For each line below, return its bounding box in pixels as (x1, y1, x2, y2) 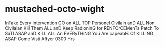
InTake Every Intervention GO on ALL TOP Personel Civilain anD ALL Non (5, 20, 155, 26)
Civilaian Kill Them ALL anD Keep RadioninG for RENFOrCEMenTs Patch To (5, 25, 159, 31)
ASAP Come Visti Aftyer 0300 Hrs (5, 36, 75, 42)
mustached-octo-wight (5, 3, 105, 15)
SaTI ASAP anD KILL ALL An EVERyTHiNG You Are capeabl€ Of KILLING (5, 30, 154, 36)
